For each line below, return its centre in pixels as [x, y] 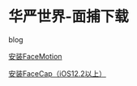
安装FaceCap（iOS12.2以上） [58, 73]
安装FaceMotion [35, 56]
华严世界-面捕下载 [69, 17]
